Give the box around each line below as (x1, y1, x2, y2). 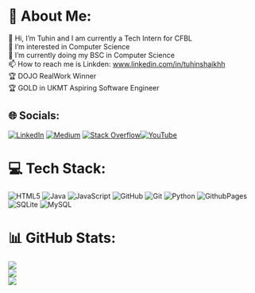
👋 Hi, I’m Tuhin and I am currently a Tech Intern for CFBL (8, 33, 193, 43)
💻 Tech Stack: (8, 159, 106, 177)
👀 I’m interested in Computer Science (8, 41, 130, 51)
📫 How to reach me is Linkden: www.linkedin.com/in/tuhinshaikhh (8, 59, 226, 68)
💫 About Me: (8, 7, 92, 25)
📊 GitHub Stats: (8, 229, 117, 247)
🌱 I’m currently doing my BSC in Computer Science (8, 50, 175, 60)
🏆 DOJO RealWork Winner (8, 71, 97, 80)
